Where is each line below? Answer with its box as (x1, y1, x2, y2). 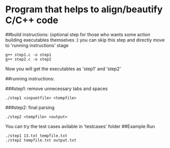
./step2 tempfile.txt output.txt (5, 137, 77, 143)
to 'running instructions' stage (5, 42, 69, 48)
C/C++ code (5, 14, 58, 26)
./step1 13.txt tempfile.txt (5, 133, 68, 138)
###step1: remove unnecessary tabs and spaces (5, 86, 108, 92)
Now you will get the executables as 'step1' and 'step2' (5, 66, 121, 72)
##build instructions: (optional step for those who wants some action (5, 31, 151, 37)
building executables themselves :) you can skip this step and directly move (5, 37, 165, 43)
